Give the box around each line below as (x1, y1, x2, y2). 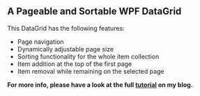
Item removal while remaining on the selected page (17, 67, 165, 75)
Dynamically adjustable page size (17, 45, 114, 53)
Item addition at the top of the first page (17, 59, 132, 68)
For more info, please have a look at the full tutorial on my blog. (7, 80, 193, 89)
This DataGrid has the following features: (7, 24, 125, 32)
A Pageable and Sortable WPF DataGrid (7, 6, 182, 17)
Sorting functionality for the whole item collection (17, 52, 160, 61)
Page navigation (17, 38, 64, 46)
